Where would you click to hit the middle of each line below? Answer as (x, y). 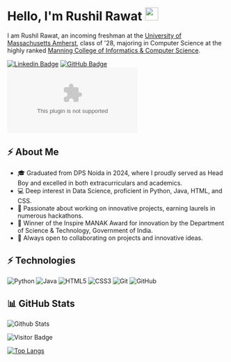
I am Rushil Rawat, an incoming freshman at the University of (95, 36)
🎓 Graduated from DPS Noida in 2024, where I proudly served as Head (120, 173)
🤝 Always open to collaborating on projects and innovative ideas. (110, 238)
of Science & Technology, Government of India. (85, 230)
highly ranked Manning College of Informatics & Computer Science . (104, 50)
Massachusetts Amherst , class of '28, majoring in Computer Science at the (114, 43)
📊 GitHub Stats (41, 303)
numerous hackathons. (50, 216)
